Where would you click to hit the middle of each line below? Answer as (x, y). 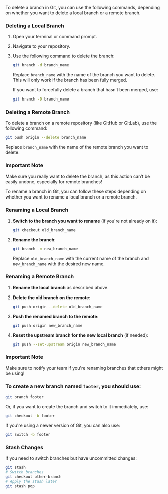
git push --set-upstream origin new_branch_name (64, 344)
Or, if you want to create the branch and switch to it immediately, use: (77, 406)
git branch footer (24, 397)
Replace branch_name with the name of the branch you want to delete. (84, 75)
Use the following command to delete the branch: (63, 56)
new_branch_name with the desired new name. (59, 264)
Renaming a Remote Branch (40, 277)
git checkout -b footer (30, 416)
